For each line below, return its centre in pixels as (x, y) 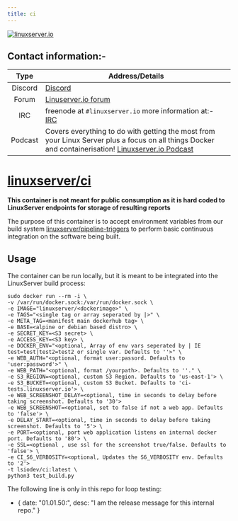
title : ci (22, 14)
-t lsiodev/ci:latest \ (42, 470)
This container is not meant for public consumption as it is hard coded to (116, 200)
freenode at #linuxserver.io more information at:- (129, 111)
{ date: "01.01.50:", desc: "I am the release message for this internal (116, 503)
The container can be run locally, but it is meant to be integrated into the (113, 276)
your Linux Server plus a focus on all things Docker (130, 140)
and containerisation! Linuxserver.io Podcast (119, 149)
